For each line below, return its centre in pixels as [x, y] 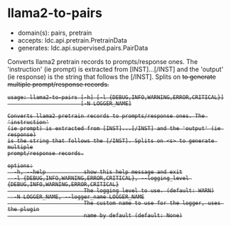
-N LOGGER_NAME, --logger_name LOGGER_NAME [79, 197]
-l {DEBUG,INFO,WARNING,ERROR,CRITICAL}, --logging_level [102, 178]
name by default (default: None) [133, 215]
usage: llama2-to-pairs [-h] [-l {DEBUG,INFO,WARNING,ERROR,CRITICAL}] [116, 97]
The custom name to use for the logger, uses [152, 203]
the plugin [23, 209]
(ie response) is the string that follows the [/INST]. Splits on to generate [112, 77]
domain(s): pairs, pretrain [55, 33]
